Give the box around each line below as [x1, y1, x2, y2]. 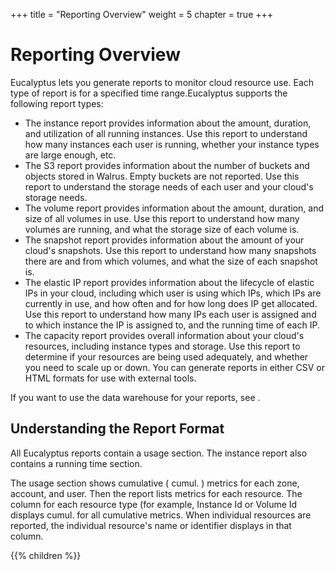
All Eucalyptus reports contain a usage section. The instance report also [10, 447, 308, 459]
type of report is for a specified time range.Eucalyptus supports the [10, 87, 288, 99]
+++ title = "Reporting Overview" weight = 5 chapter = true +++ [10, 9, 274, 20]
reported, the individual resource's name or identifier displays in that [10, 519, 292, 531]
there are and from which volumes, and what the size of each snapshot [24, 255, 318, 267]
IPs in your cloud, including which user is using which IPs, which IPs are [24, 287, 322, 299]
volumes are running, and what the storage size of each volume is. [24, 223, 300, 235]
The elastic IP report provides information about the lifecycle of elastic [24, 276, 315, 288]
